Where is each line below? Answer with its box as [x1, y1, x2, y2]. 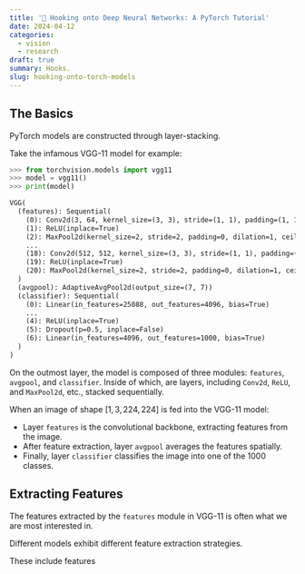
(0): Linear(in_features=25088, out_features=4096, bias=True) [25, 300, 271, 309]
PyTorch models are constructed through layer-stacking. [9, 130, 221, 141]
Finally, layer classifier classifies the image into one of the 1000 [22, 450, 266, 461]
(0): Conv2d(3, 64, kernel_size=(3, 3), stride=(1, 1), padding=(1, [25, 215, 290, 224]
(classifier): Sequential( [17, 292, 120, 301]
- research [17, 47, 59, 56]
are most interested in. [9, 520, 93, 531]
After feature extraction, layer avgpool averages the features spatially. [22, 440, 283, 451]
